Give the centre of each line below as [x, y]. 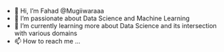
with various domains [46, 33]
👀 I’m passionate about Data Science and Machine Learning [102, 18]
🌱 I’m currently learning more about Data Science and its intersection [116, 26]
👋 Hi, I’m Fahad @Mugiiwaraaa [59, 11]
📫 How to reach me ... [47, 41]
